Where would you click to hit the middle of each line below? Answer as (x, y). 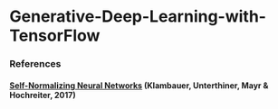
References (35, 64)
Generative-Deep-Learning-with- (138, 17)
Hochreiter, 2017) (43, 95)
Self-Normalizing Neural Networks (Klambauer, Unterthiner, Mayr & (139, 85)
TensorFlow (55, 36)
